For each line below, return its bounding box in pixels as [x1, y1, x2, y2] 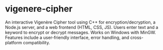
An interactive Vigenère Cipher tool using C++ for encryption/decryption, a [5, 19, 156, 25]
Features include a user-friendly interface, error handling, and [5, 35, 129, 40]
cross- [130, 35, 144, 40]
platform [5, 39, 22, 45]
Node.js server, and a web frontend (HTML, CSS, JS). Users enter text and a [5, 24, 159, 30]
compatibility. [22, 39, 50, 45]
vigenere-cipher [5, 3, 73, 14]
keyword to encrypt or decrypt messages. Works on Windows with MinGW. [5, 29, 156, 35]
